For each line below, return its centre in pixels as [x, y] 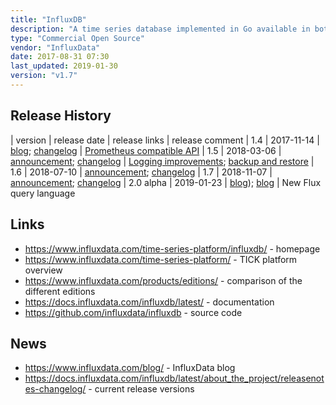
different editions [60, 291]
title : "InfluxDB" [48, 19]
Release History [61, 116]
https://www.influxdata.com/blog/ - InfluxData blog [130, 368]
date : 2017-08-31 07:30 [60, 57]
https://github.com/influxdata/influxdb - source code [133, 312]
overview [43, 270]
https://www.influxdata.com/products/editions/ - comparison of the [163, 280]
